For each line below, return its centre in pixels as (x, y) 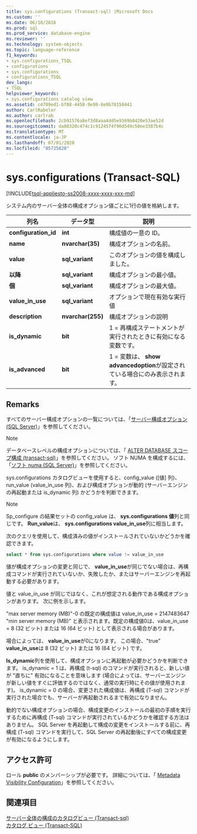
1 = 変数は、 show (135, 356)
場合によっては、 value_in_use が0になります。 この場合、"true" (84, 641)
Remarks (23, 404)
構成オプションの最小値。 (145, 275)
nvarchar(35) (80, 243)
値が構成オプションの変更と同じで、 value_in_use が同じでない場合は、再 (95, 567)
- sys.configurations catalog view (50, 99)
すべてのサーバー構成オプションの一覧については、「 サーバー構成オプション (97, 419)
